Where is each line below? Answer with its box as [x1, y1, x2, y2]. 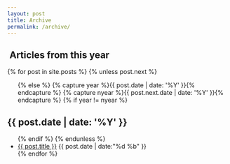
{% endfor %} [17, 149, 58, 158]
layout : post [7, 10, 46, 17]
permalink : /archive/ [7, 23, 71, 30]
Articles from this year [9, 49, 110, 61]
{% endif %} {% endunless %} [17, 135, 106, 143]
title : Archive [7, 17, 52, 24]
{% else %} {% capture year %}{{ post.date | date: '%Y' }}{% [17, 81, 195, 89]
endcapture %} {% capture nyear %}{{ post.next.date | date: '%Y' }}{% [17, 89, 224, 97]
